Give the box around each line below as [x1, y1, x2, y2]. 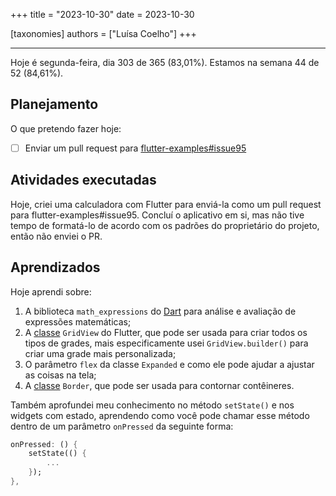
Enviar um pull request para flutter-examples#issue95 [24, 142, 247, 154]
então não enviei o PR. [10, 230, 103, 242]
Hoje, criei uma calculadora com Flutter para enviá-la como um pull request [10, 198, 322, 210]
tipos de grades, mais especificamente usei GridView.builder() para [24, 337, 309, 349]
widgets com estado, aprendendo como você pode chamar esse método [10, 409, 310, 421]
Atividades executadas [10, 172, 157, 189]
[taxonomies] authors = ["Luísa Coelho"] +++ [10, 28, 197, 39]
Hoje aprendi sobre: [10, 285, 92, 298]
